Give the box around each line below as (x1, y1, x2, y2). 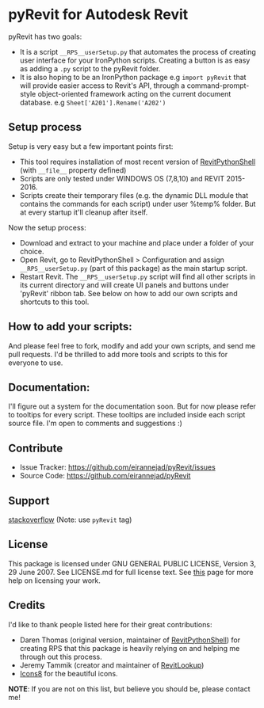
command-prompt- (186, 81, 250, 90)
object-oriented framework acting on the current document (37, 89, 231, 98)
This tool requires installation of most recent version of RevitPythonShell (19, 157, 256, 166)
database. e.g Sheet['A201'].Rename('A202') (19, 97, 166, 107)
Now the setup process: (8, 223, 86, 232)
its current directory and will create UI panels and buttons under (19, 280, 229, 290)
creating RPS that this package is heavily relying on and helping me (19, 643, 240, 653)
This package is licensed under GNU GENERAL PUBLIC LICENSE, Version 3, (8, 558, 256, 568)
